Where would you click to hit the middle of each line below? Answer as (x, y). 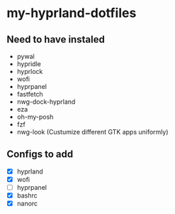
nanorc (27, 203)
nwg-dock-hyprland (46, 102)
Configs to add (40, 154)
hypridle (29, 64)
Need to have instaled (56, 39)
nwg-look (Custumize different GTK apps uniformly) (92, 132)
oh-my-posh (35, 117)
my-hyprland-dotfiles (72, 13)
